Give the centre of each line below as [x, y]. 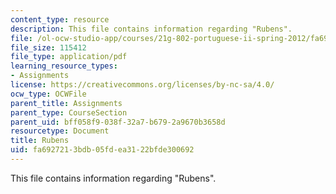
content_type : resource [60, 19]
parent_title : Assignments [66, 103]
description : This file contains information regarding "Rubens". [151, 29]
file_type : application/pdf [69, 57]
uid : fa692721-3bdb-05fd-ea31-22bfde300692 [102, 150]
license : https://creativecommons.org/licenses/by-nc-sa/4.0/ [142, 85]
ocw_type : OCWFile [48, 94]
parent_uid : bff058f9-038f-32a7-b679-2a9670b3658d [118, 122]
